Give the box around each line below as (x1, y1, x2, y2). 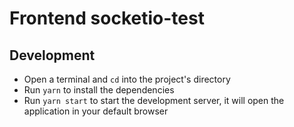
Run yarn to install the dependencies (23, 84, 175, 96)
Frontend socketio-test (9, 7, 205, 30)
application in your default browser (23, 105, 169, 117)
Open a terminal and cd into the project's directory (23, 73, 231, 85)
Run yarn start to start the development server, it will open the (23, 95, 285, 106)
